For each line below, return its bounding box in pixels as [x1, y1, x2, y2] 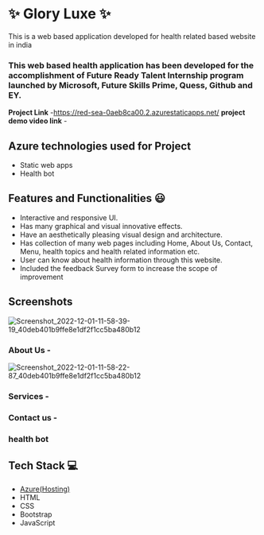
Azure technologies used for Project [8, 139, 192, 153]
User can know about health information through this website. [19, 255, 223, 265]
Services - [8, 390, 49, 401]
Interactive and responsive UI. [19, 212, 118, 223]
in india [8, 40, 33, 49]
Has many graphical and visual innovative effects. [19, 221, 183, 231]
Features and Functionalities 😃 [8, 192, 165, 205]
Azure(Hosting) [19, 484, 70, 494]
